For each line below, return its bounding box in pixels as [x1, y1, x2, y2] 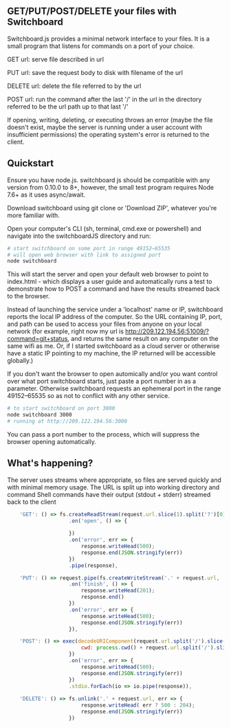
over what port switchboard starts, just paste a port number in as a [7, 377, 197, 386]
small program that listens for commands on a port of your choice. [7, 41, 195, 50]
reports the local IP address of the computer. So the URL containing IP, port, [7, 313, 222, 321]
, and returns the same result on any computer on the [67, 335, 219, 343]
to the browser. [7, 292, 50, 300]
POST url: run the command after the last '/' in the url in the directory [7, 95, 202, 103]
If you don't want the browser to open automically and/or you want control [7, 370, 218, 378]
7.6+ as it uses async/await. [7, 190, 86, 199]
